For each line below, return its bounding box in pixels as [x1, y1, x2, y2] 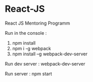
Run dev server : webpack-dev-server [5, 60, 86, 67]
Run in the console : [5, 30, 47, 36]
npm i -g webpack [12, 45, 51, 51]
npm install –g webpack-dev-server [12, 51, 88, 57]
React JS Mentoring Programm [5, 20, 70, 26]
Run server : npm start [5, 70, 52, 77]
